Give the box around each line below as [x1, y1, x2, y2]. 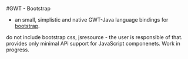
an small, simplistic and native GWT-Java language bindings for [14, 16, 169, 23]
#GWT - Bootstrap [6, 5, 51, 12]
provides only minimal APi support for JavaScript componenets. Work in [6, 40, 180, 47]
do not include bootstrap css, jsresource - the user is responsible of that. [6, 34, 183, 40]
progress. [6, 46, 29, 53]
